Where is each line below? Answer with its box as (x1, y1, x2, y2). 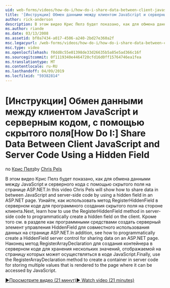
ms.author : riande (5, 26, 44, 31)
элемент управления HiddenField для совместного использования (5, 224, 150, 230)
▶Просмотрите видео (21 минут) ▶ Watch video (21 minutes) (5, 277, 135, 283)
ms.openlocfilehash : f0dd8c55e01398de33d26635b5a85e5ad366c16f (5, 50, 142, 55)
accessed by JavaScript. (5, 267, 57, 273)
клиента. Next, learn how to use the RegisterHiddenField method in (5, 208, 145, 214)
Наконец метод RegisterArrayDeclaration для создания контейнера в (5, 240, 153, 246)
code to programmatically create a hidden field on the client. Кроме (15, 213, 157, 220)
